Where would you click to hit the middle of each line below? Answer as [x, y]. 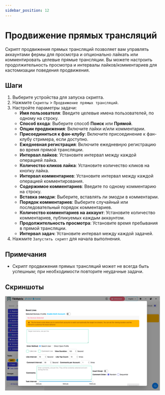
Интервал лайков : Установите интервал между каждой [78, 155]
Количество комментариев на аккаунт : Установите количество [87, 213]
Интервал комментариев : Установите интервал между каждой [86, 176]
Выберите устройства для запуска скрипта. [58, 97]
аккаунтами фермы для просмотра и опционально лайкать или [72, 54]
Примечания [26, 254]
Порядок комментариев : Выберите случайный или [74, 202]
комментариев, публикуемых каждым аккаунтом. [72, 218]
